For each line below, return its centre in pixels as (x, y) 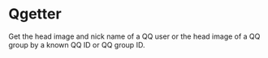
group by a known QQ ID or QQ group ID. (77, 44)
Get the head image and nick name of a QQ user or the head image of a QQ (134, 36)
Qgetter (35, 14)
